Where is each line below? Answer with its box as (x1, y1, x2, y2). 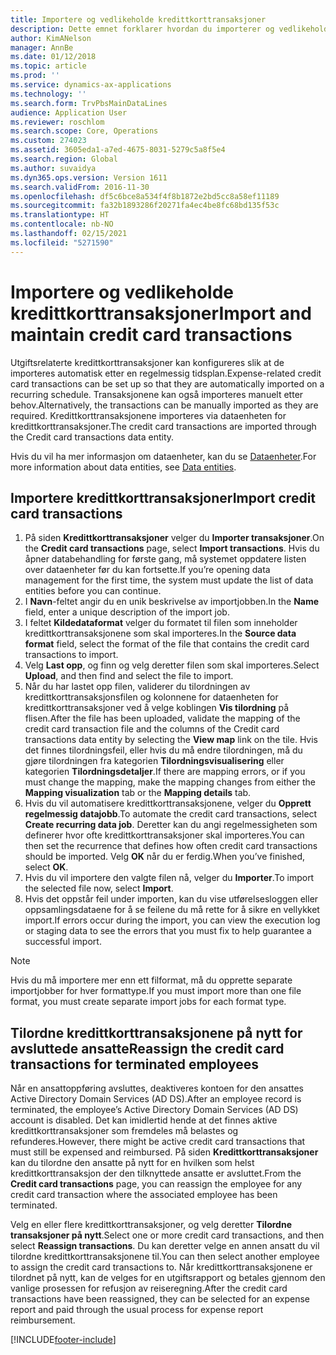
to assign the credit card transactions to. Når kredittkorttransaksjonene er (10, 1261, 313, 1273)
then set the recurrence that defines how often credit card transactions (24, 840, 318, 852)
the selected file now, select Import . (24, 882, 174, 895)
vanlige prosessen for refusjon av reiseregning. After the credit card (10, 1282, 288, 1295)
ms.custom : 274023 (10, 136, 87, 146)
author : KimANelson (10, 33, 92, 43)
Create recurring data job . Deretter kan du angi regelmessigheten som (24, 819, 318, 831)
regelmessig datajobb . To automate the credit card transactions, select (24, 808, 318, 820)
